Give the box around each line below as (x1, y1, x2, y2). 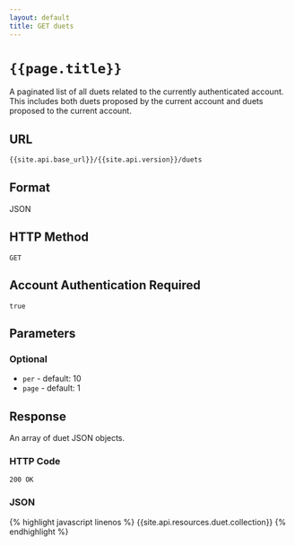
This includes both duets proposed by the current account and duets (9, 96, 264, 107)
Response (9, 409, 67, 424)
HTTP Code (9, 455, 61, 468)
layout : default (9, 13, 70, 22)
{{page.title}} (9, 60, 123, 77)
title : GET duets (9, 22, 74, 31)
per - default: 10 (22, 374, 82, 384)
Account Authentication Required (9, 277, 202, 293)
